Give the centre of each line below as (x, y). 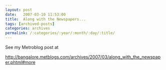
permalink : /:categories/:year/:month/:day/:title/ (60, 33)
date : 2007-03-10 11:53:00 (35, 14)
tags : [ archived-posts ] (30, 24)
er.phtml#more (20, 62)
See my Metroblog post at (32, 47)
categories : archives (28, 28)
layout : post (19, 10)
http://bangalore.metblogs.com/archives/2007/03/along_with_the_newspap (83, 57)
